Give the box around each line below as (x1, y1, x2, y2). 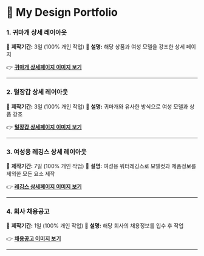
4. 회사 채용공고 (6, 207, 50, 215)
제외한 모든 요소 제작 (6, 170, 55, 178)
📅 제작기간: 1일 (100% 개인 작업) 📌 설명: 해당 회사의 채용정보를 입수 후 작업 (6, 222, 184, 229)
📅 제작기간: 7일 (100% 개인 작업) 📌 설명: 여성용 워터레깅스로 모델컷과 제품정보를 (6, 163, 196, 170)
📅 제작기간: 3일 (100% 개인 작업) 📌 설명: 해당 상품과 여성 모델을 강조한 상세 (6, 43, 185, 50)
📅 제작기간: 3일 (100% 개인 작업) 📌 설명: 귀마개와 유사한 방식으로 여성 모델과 (6, 103, 188, 110)
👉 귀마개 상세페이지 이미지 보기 (6, 64, 82, 71)
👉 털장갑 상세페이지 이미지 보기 (6, 123, 82, 130)
